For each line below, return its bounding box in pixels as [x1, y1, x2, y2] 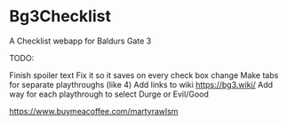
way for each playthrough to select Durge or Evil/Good [9, 89, 209, 99]
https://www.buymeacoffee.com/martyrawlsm [9, 105, 179, 116]
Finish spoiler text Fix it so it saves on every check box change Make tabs [9, 69, 279, 81]
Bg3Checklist [9, 6, 111, 27]
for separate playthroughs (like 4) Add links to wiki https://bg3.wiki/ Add [9, 79, 274, 90]
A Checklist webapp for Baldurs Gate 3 [9, 35, 152, 46]
